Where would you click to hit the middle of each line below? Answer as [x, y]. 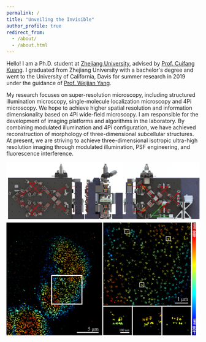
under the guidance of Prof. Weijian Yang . [59, 83]
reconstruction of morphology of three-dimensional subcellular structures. [100, 134]
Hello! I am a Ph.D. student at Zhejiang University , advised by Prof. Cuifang [101, 63]
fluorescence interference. [40, 154]
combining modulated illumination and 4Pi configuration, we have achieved [101, 127]
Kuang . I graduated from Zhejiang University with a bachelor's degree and [100, 70]
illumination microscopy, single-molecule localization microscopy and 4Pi [99, 101]
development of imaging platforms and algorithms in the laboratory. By [96, 121]
